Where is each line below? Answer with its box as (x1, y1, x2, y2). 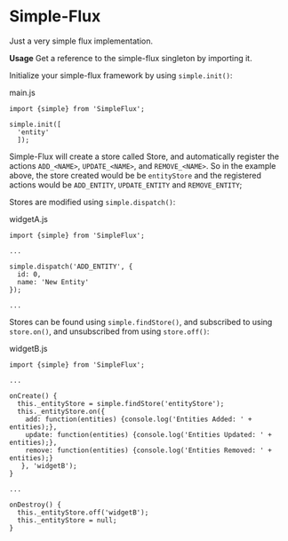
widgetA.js (9, 213, 49, 224)
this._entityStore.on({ (17, 407, 105, 416)
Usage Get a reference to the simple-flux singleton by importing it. (9, 52, 252, 63)
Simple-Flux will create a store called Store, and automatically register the (9, 151, 280, 162)
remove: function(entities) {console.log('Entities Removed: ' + (25, 446, 273, 455)
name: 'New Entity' (17, 277, 90, 286)
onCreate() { (9, 391, 58, 401)
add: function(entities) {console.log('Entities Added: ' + (25, 415, 252, 424)
